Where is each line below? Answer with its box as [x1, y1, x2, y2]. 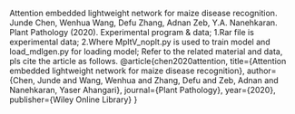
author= [246, 65, 277, 76]
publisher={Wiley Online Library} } [9, 94, 138, 105]
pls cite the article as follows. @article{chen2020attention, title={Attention [9, 56, 287, 66]
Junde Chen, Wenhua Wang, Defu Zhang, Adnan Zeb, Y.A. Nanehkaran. [9, 17, 279, 28]
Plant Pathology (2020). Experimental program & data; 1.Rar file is [9, 27, 254, 37]
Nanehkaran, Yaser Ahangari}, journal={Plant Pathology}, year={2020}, [9, 85, 276, 95]
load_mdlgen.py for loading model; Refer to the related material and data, [9, 46, 283, 57]
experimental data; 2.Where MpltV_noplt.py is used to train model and [9, 36, 270, 47]
